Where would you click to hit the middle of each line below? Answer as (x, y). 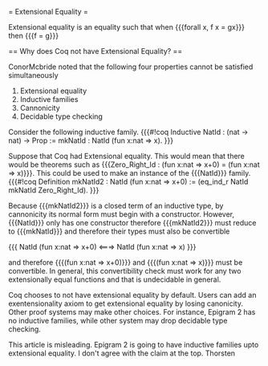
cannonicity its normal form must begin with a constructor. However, (122, 214)
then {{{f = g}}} (33, 36)
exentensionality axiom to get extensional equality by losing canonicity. (126, 303)
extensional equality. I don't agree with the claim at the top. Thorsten (122, 353)
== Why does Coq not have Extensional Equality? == (95, 51)
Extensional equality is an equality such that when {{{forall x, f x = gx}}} (127, 27)
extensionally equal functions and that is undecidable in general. (115, 279)
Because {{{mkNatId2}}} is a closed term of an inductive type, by (116, 205)
